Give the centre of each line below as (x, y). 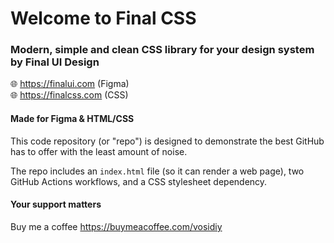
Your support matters (56, 204)
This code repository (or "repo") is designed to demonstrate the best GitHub (167, 141)
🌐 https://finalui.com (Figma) (70, 84)
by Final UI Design (55, 62)
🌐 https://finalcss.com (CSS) (69, 95)
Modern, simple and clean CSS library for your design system (162, 50)
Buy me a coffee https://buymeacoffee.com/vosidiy (116, 226)
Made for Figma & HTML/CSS (72, 119)
